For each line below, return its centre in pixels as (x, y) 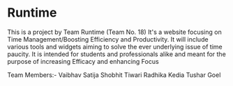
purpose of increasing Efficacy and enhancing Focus (83, 61)
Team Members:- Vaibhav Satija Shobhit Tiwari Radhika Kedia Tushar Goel (114, 75)
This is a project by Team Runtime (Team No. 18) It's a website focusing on (114, 32)
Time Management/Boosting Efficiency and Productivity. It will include (108, 39)
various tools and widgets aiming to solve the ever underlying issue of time (115, 46)
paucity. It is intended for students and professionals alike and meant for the (117, 54)
